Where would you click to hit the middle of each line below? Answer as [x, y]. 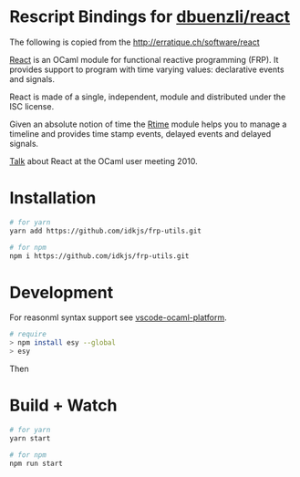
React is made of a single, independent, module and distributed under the [148, 97]
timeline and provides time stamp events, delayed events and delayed [140, 133]
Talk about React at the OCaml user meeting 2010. [103, 161]
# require [28, 335]
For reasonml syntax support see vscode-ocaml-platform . [118, 317]
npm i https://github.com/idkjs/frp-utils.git [99, 256]
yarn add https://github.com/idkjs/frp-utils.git [106, 231]
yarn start [30, 438]
